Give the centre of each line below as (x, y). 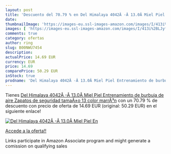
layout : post (19, 10)
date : (11, 19)
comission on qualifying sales (36, 146)
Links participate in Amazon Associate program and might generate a (78, 140)
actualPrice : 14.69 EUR (31, 57)
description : (19, 52)
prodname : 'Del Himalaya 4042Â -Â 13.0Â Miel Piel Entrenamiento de (79, 81)
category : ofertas (25, 38)
